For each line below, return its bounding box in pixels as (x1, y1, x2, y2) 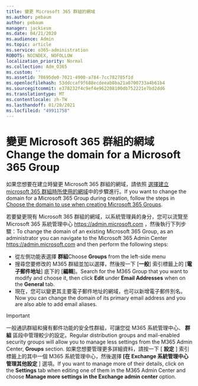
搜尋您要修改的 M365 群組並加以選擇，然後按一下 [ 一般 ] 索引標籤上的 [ (14, 261, 187, 268)
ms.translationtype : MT (6, 91, 65, 97)
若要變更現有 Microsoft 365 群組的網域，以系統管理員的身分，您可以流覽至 (6, 213, 188, 220)
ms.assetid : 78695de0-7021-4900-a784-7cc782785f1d (6, 74, 134, 80)
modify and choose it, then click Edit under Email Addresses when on (14, 274, 186, 281)
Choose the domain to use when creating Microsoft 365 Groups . (6, 201, 163, 208)
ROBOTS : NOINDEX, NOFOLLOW (6, 53, 73, 59)
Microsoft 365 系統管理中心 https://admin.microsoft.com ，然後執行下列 (6, 220, 181, 228)
